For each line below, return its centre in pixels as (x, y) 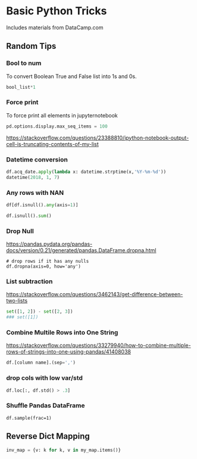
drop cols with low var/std (45, 378)
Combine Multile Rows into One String (62, 333)
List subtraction (29, 281)
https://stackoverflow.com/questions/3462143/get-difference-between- (95, 294)
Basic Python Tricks (57, 11)
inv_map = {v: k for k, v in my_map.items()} (63, 450)
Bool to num (24, 63)
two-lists (17, 301)
